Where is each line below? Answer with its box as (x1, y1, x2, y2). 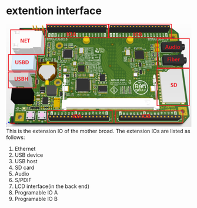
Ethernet (14, 145, 36, 152)
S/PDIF (14, 176, 32, 183)
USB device (14, 151, 44, 159)
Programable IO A (14, 189, 58, 196)
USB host (14, 157, 38, 164)
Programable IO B (14, 195, 58, 202)
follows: (6, 134, 25, 141)
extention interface (6, 4, 102, 18)
